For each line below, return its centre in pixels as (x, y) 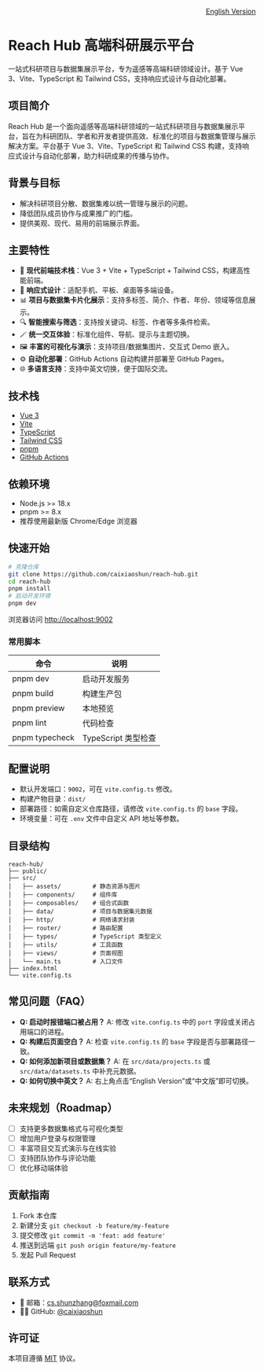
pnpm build (33, 694)
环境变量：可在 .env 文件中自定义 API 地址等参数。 (101, 819)
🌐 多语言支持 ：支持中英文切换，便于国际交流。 (95, 369)
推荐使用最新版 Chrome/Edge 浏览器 (78, 521)
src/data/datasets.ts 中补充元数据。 (80, 1071)
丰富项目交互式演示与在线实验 (68, 1148)
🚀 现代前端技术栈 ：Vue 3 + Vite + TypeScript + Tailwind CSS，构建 (128, 271)
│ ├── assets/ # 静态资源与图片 (75, 886)
